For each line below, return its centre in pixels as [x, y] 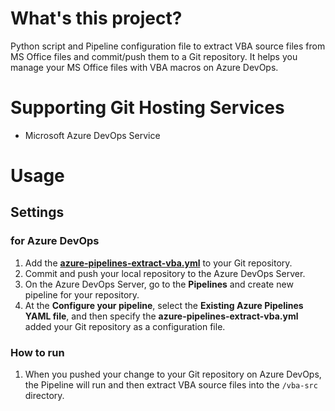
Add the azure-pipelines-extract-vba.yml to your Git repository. [158, 263]
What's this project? [96, 18]
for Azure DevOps [55, 241]
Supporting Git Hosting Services [147, 108]
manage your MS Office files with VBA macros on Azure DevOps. [144, 67]
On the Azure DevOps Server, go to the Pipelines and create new [159, 284]
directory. [44, 396]
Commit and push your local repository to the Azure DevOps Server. [165, 273]
